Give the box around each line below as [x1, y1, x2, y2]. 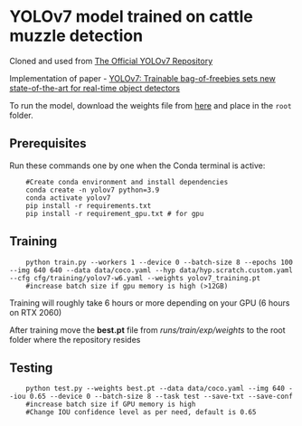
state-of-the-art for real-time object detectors [9, 82, 181, 93]
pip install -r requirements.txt [25, 201, 152, 210]
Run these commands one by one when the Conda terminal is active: [9, 160, 266, 171]
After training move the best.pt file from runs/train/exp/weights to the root [9, 324, 287, 336]
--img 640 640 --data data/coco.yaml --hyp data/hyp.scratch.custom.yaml [9, 265, 294, 275]
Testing [9, 360, 53, 375]
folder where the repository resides [9, 334, 141, 345]
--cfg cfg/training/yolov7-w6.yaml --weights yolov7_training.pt [9, 273, 260, 282]
